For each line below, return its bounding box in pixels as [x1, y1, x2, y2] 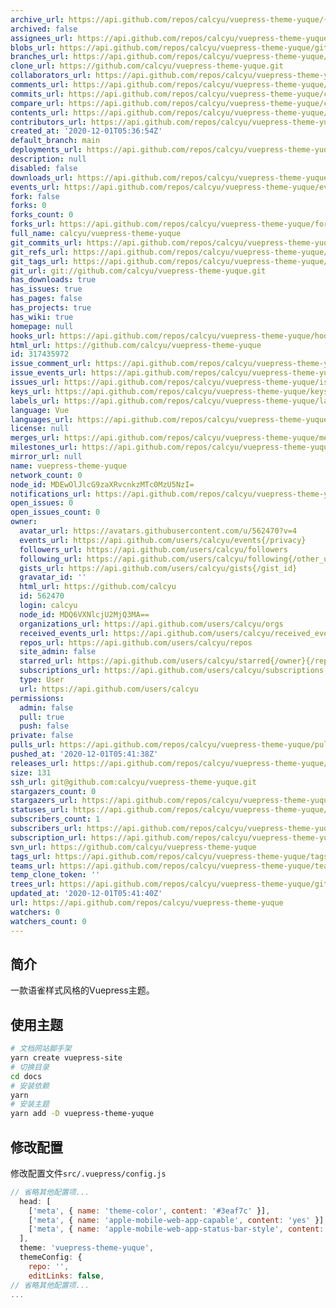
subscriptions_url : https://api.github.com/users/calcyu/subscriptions [19, 666, 325, 676]
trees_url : [10, 879, 56, 890]
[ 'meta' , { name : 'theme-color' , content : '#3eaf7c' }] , [28, 1206, 271, 1216]
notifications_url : [10, 489, 92, 499]
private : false [10, 731, 74, 741]
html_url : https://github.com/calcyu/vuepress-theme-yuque [10, 340, 262, 350]
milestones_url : [10, 442, 78, 453]
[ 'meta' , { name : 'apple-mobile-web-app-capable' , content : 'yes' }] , [28, 1215, 329, 1225]
